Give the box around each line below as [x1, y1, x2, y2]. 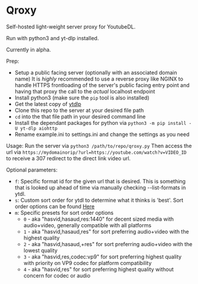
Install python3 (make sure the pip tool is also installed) [14, 94, 150, 101]
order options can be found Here [14, 202, 95, 210]
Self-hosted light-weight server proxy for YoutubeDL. [6, 23, 136, 30]
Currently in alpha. [6, 46, 51, 53]
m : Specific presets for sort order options [14, 209, 114, 216]
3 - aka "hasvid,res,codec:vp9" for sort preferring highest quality [23, 253, 182, 260]
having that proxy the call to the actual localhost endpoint [14, 88, 155, 95]
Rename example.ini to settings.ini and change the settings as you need [14, 131, 190, 138]
